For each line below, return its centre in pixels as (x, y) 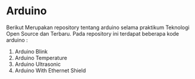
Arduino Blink (31, 51)
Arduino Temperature (41, 58)
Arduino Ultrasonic (38, 64)
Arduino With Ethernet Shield (50, 70)
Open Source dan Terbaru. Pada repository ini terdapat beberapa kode (93, 33)
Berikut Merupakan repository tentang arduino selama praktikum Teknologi (98, 27)
